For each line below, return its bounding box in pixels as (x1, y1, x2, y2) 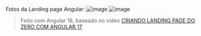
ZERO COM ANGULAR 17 (20, 24, 82, 30)
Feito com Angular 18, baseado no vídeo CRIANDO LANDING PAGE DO (20, 17, 196, 24)
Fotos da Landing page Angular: (5, 6, 85, 12)
